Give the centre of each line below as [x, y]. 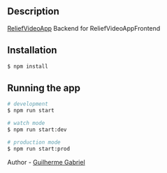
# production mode [34, 142]
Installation [32, 51]
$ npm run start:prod [39, 149]
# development [28, 104]
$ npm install [28, 66]
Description [33, 12]
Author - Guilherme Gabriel [46, 162]
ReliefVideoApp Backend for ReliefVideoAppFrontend [84, 28]
